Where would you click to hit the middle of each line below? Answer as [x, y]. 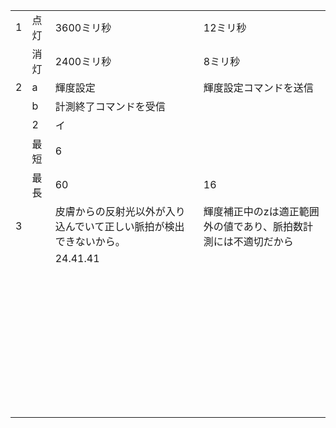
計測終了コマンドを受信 [110, 106]
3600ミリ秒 [83, 27]
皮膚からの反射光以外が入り [120, 211]
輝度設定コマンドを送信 [258, 87]
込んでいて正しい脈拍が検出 [119, 226]
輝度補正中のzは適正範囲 [261, 211]
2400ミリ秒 [83, 61]
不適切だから [263, 241]
